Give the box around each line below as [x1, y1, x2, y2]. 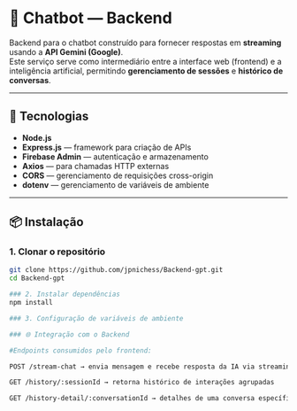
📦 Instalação [9, 214, 84, 229]
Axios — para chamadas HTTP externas [21, 160, 170, 171]
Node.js [21, 132, 52, 143]
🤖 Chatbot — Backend [9, 8, 172, 28]
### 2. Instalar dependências [9, 290, 121, 299]
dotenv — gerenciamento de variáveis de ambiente [21, 179, 209, 190]
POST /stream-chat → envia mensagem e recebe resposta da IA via [9, 362, 255, 371]
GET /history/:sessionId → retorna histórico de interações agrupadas [9, 378, 275, 387]
